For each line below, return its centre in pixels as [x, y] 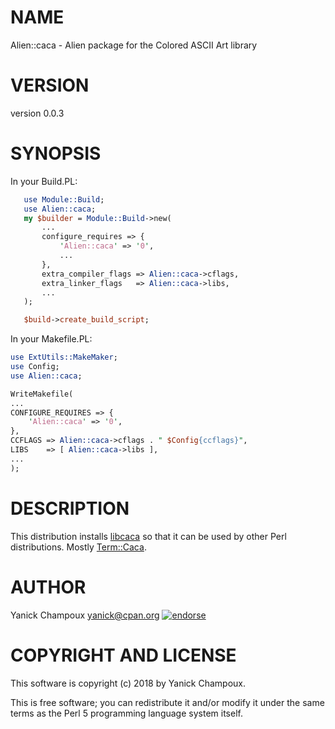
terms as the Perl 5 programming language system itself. [126, 713]
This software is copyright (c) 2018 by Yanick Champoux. [128, 683]
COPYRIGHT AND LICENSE [123, 655]
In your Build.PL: [44, 181]
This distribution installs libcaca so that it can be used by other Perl [148, 536]
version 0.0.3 [37, 113]
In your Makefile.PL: [51, 339]
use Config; [35, 367]
